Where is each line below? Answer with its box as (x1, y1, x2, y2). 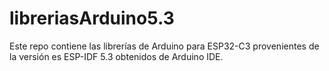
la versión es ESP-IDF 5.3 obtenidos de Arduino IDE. (9, 50, 224, 62)
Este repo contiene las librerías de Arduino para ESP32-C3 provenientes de (9, 40, 320, 52)
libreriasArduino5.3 (9, 7, 175, 30)
